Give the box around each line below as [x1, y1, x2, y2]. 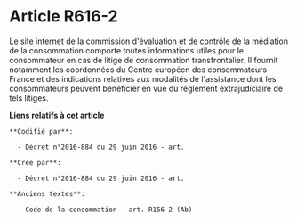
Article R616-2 [9, 6, 118, 27]
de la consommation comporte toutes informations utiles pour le [9, 45, 245, 55]
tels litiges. [9, 92, 49, 103]
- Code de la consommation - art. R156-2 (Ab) [17, 205, 193, 214]
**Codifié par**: [9, 127, 74, 136]
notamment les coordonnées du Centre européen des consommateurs [9, 64, 268, 75]
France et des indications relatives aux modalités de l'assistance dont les [9, 73, 277, 84]
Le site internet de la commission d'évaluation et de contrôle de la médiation [9, 36, 289, 46]
